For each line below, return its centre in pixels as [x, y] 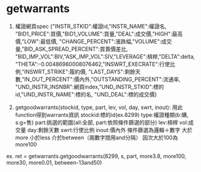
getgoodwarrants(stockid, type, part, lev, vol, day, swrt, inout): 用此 [99, 107]
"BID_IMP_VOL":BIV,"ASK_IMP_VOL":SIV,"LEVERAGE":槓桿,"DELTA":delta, [105, 56]
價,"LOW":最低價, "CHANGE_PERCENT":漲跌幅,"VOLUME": [88, 41]
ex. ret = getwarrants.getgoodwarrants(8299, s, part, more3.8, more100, [96, 156]
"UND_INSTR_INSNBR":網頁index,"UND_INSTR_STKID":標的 [90, 87]
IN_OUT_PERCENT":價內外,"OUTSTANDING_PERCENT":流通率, [102, 79]
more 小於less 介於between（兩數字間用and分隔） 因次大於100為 [97, 137]
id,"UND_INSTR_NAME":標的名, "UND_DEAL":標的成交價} [86, 94]
